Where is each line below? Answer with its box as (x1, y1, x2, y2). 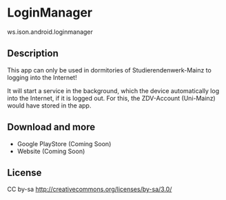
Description (7, 48, 59, 59)
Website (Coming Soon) (17, 147, 85, 155)
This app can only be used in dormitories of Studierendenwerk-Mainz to (7, 66, 212, 74)
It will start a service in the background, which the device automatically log (7, 86, 219, 94)
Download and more (7, 121, 95, 133)
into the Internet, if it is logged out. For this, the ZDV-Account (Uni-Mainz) (7, 94, 216, 102)
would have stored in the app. (7, 101, 92, 110)
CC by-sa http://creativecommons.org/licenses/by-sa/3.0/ (7, 185, 172, 194)
